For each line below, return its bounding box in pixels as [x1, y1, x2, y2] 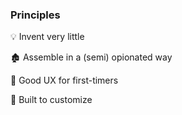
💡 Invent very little [10, 31, 85, 43]
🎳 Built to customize [10, 94, 93, 106]
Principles [10, 8, 61, 22]
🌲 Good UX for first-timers [10, 74, 119, 87]
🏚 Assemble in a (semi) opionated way [10, 51, 173, 63]
